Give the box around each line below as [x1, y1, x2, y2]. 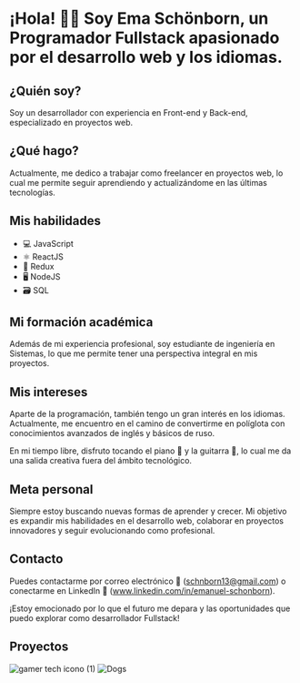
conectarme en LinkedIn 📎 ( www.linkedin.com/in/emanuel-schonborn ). [9, 585, 275, 596]
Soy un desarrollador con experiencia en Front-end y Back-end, [9, 107, 248, 117]
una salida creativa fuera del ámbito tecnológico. [9, 455, 193, 466]
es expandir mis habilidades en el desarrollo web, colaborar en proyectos [9, 515, 285, 526]
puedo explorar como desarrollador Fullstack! [9, 612, 180, 623]
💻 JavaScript [22, 238, 75, 249]
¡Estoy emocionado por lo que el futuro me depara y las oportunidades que [9, 603, 291, 614]
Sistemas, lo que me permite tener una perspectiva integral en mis [9, 348, 258, 359]
